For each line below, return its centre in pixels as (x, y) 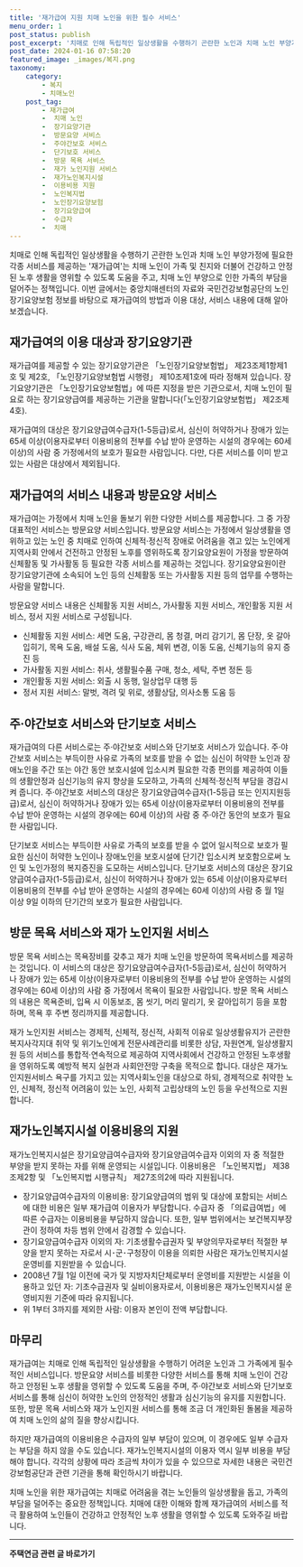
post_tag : (44, 102)
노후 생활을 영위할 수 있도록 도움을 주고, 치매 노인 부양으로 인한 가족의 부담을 (153, 277)
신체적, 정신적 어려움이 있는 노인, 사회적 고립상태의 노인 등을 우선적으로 (146, 1088)
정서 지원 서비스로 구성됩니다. (80, 617)
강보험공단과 (32, 1473)
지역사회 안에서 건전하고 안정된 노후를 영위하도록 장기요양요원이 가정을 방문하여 (149, 553)
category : (44, 77)
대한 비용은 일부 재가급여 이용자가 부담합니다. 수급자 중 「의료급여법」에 (159, 1208)
